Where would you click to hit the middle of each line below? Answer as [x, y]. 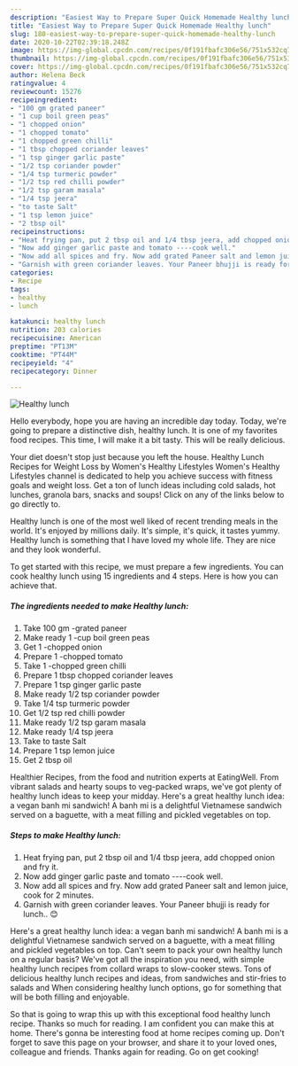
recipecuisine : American [56, 338]
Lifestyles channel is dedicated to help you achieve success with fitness [141, 476]
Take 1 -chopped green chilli [74, 666]
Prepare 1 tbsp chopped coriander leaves [98, 675]
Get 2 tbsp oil [47, 760]
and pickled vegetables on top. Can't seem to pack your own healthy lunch [146, 950]
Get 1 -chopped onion [62, 647]
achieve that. [34, 586]
